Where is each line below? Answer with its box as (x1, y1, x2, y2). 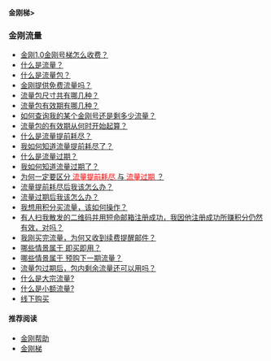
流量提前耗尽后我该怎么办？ (20, 181, 114, 191)
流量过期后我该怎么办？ (20, 192, 99, 202)
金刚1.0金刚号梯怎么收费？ (20, 50, 109, 59)
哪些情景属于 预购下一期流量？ (20, 253, 123, 263)
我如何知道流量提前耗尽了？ (20, 141, 114, 150)
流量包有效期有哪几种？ (20, 100, 99, 110)
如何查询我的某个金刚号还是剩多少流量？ (20, 111, 156, 120)
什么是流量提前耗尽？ (20, 131, 92, 141)
